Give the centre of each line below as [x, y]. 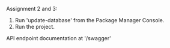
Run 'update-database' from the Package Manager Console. [90, 20]
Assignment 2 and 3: [32, 9]
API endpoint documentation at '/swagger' [59, 38]
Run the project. [35, 27]
